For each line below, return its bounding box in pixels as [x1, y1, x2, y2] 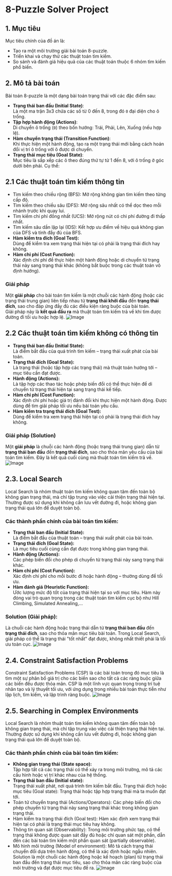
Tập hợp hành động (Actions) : [12, 119, 78, 125]
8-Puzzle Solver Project [5, 4, 109, 15]
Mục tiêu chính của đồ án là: [5, 38, 65, 44]
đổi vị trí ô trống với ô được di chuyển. [12, 146, 93, 152]
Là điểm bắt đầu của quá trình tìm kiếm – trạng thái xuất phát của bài [12, 348, 158, 354]
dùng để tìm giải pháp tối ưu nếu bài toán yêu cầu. [12, 403, 119, 409]
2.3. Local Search [5, 474, 63, 484]
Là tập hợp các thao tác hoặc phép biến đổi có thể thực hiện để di [12, 380, 152, 387]
